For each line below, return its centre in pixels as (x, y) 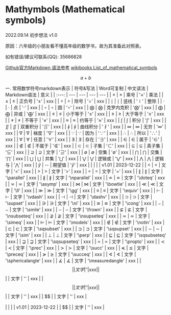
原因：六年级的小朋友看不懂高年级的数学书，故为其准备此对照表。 (75, 46)
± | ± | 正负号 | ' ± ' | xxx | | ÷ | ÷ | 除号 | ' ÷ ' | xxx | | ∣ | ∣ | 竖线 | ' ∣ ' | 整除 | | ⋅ (85, 101)
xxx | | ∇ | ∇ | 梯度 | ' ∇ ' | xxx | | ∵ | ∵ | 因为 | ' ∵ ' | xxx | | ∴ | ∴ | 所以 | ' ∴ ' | (83, 133)
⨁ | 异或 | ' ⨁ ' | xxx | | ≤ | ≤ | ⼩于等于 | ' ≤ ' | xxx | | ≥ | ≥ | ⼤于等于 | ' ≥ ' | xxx (85, 114)
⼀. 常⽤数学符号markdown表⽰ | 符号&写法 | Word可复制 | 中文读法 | (77, 88)
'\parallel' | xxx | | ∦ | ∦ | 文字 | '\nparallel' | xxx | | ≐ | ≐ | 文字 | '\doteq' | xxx (85, 178)
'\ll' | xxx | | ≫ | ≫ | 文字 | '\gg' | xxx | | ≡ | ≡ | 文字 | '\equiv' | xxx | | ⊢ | (88, 190)
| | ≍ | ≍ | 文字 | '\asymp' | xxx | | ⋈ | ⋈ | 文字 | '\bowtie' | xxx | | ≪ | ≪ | (82, 184)
